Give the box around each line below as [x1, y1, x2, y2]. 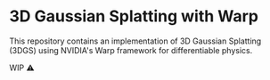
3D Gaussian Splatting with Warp [9, 6, 259, 27]
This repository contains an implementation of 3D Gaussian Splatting [9, 36, 262, 46]
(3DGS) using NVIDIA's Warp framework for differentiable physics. [9, 44, 253, 55]
